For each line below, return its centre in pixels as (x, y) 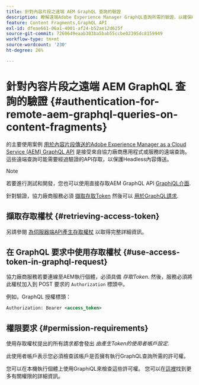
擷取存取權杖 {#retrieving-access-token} (83, 216)
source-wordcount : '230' (37, 45)
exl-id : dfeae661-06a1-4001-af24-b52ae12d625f (65, 28)
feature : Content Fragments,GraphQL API (57, 23)
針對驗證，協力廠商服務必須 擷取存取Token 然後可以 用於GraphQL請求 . (92, 196)
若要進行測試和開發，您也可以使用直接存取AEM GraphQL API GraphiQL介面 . (99, 183)
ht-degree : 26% (25, 50)
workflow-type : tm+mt (33, 39)
